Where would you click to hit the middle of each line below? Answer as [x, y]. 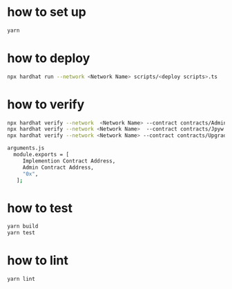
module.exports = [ [41, 155]
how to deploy [49, 58]
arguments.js [26, 148]
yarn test [21, 233]
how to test [40, 208]
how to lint [38, 261]
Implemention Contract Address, [69, 161]
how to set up [47, 12]
